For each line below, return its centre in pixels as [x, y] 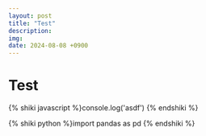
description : [30, 31]
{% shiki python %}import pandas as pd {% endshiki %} [102, 124]
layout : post [30, 16]
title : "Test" [32, 23]
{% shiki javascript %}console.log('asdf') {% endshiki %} [103, 108]
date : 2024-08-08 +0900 [48, 46]
